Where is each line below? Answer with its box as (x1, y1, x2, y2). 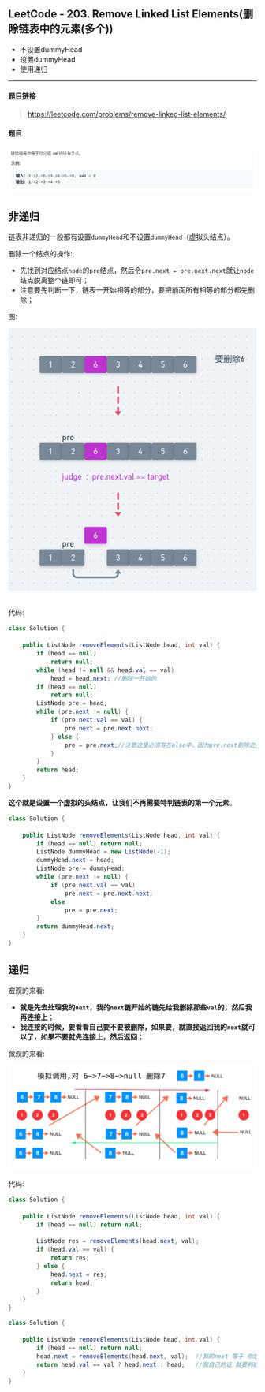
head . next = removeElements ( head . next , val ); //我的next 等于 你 (36, 1352, 254, 1360)
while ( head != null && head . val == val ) (36, 666, 175, 674)
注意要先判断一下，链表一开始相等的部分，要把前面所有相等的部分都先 (19, 285, 248, 295)
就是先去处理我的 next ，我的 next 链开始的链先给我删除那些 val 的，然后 (19, 1002, 246, 1012)
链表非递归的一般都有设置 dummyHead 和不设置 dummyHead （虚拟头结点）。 (8, 232, 234, 242)
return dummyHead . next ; (36, 923, 114, 931)
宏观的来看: (8, 985, 46, 995)
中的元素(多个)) (39, 22, 114, 35)
